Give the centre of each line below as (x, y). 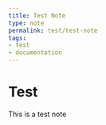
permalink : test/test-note (53, 30)
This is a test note (37, 114)
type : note (26, 23)
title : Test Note (37, 16)
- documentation (35, 53)
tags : (17, 38)
